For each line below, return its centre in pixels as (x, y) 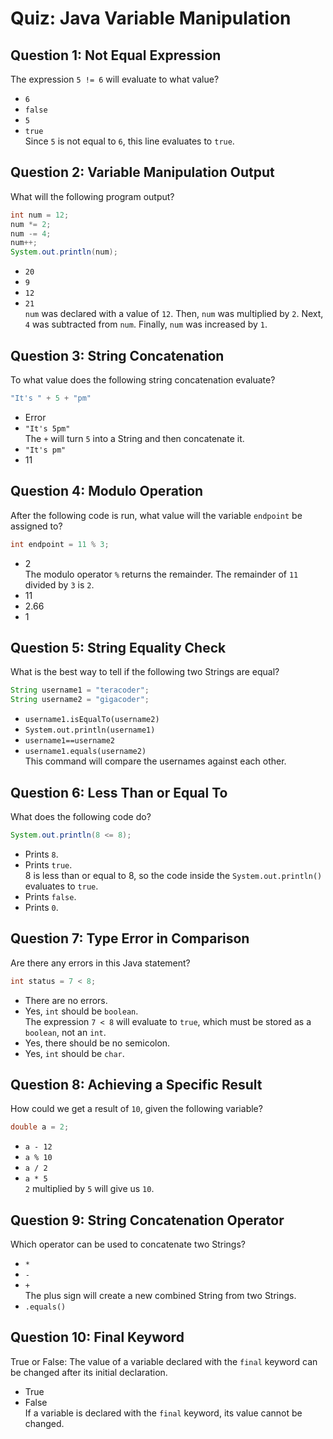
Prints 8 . (41, 854)
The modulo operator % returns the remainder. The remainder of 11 (161, 574)
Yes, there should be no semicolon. (97, 1043)
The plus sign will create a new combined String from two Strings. (160, 1295)
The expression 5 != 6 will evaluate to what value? (115, 79)
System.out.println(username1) (90, 730)
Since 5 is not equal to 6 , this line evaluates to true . (129, 141)
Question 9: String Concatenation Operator (147, 1220)
